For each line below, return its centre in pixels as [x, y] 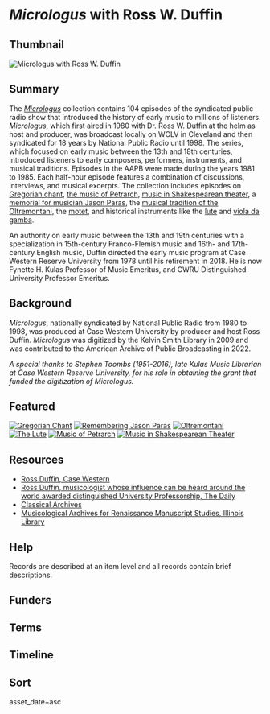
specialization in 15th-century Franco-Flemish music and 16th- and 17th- [129, 244]
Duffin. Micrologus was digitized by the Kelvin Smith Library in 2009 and [129, 340]
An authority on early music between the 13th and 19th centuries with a [127, 235]
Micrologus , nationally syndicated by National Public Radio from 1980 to [128, 323]
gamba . [22, 220]
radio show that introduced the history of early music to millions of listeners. [135, 117]
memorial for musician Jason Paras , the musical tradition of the [114, 202]
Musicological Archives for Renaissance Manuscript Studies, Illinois [132, 514]
